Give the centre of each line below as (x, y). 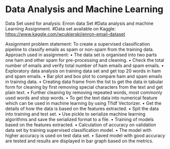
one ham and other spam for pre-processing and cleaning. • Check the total (85, 60)
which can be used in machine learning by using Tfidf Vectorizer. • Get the (83, 103)
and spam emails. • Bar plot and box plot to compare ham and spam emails (84, 76)
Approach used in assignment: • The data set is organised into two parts (81, 55)
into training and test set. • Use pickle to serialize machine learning (75, 114)
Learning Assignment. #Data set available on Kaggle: (60, 28)
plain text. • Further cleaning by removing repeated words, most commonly (84, 92)
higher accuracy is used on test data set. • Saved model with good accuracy (85, 135)
